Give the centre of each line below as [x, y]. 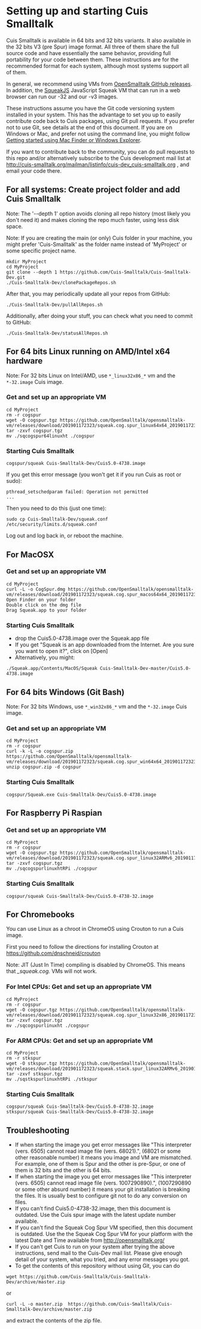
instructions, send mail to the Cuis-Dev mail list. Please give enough [98, 1253]
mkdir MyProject [26, 261]
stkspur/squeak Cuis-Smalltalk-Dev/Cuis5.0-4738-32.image [80, 1112]
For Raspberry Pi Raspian [54, 813]
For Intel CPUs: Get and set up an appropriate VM [79, 987]
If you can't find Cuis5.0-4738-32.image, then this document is [93, 1208]
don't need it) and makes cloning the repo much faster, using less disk [93, 220]
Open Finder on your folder [41, 600]
